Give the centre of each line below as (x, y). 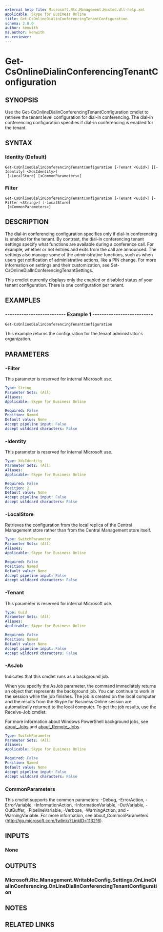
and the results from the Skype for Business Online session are (68, 701)
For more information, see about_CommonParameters (95, 815)
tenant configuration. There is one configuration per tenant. (65, 285)
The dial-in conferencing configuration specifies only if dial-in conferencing (81, 234)
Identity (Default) (26, 157)
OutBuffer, (15, 810)
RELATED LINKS (30, 925)
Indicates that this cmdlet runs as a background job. (57, 676)
